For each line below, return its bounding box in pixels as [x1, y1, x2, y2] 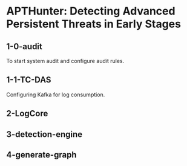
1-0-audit [6, 41, 42, 51]
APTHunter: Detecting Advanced [6, 4, 176, 18]
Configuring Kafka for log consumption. [6, 91, 105, 98]
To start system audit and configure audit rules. [6, 58, 125, 64]
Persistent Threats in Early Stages [6, 17, 182, 31]
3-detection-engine [6, 129, 83, 139]
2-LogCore [6, 108, 48, 119]
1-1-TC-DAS [6, 75, 51, 85]
